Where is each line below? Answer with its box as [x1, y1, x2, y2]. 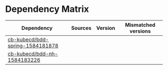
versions [129, 27, 151, 34]
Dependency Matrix [5, 3, 89, 15]
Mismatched [124, 21, 156, 28]
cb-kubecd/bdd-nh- [7, 50, 58, 57]
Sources [71, 24, 91, 31]
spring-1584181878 [7, 42, 58, 49]
